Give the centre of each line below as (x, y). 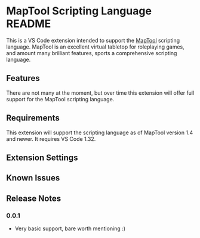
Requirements (33, 118)
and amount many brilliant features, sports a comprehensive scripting (92, 53)
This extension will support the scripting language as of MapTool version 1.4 (100, 132)
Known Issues (33, 178)
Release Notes (34, 198)
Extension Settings (42, 157)
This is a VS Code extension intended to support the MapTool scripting (93, 40)
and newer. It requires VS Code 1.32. (51, 138)
